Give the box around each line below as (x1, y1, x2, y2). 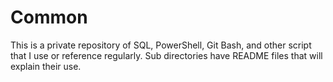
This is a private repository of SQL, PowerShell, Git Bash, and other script (10, 39, 312, 51)
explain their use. (10, 60, 82, 72)
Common (10, 6, 88, 29)
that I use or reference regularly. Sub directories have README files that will (10, 49, 323, 61)
